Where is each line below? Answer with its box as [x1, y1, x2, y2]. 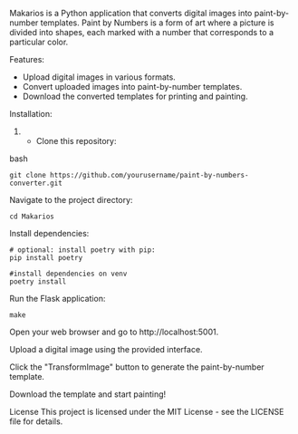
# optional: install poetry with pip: [9, 246, 156, 255]
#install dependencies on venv [9, 269, 128, 278]
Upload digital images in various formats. [22, 72, 177, 82]
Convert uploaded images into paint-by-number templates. [22, 82, 243, 92]
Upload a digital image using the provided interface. [9, 344, 203, 354]
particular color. [9, 36, 69, 47]
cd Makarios [9, 212, 54, 221]
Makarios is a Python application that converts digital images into [9, 8, 253, 18]
